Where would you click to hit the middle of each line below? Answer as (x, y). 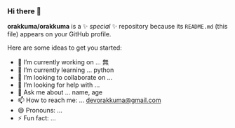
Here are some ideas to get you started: (65, 48)
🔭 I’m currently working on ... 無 (63, 62)
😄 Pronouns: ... (40, 111)
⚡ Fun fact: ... (36, 118)
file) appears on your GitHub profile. (59, 34)
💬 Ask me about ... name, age (60, 92)
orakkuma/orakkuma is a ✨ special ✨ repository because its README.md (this (117, 27)
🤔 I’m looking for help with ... (59, 85)
